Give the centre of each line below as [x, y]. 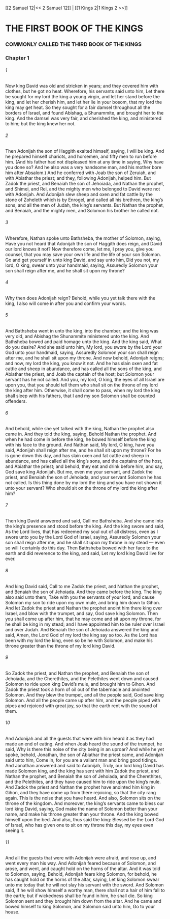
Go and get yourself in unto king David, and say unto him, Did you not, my [82, 260]
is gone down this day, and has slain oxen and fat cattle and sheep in [77, 456]
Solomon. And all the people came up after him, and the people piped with [83, 700]
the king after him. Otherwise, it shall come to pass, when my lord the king [83, 391]
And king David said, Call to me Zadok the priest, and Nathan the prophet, [82, 586]
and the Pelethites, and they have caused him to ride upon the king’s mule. [83, 782]
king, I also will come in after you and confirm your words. [66, 303]
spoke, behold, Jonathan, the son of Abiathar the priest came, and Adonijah [84, 755]
